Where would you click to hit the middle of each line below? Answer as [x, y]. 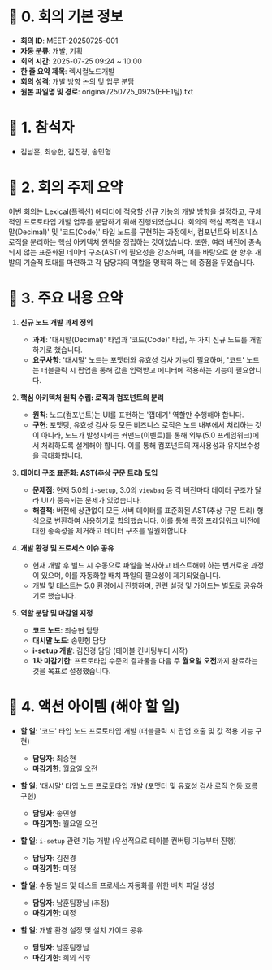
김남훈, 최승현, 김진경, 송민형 [66, 151]
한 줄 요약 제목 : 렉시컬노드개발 [67, 71]
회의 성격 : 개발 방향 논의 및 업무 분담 [77, 81]
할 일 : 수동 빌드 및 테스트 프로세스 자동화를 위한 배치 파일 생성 [117, 885]
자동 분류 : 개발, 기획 [52, 50]
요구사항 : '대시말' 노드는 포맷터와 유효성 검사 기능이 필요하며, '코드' [138, 359]
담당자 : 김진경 [54, 858]
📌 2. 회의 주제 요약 [66, 187]
